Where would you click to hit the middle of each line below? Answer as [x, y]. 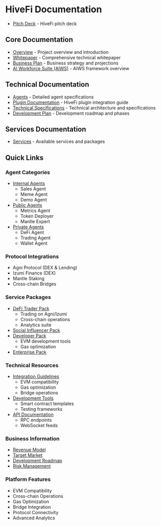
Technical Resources [32, 365]
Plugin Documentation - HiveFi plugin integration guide [71, 102]
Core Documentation [39, 40]
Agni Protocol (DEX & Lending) [45, 268]
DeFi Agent [32, 233]
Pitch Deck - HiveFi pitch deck [45, 24]
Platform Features [28, 479]
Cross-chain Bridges [34, 284]
